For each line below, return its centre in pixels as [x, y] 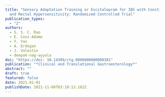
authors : [14, 28]
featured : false [22, 78]
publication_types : [25, 19]
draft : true [17, 73]
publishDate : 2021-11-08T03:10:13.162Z [46, 87]
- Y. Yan [18, 42]
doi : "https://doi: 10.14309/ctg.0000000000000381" [59, 60]
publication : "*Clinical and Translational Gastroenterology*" [71, 64]
